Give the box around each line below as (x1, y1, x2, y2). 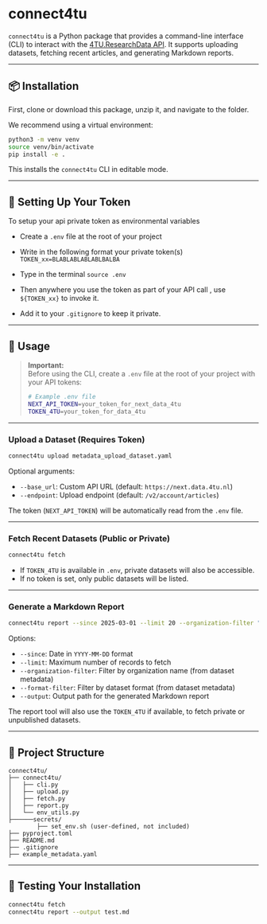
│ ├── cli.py (8, 781, 59, 789)
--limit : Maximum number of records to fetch (19, 657, 172, 667)
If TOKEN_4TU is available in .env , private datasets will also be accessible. (19, 565, 255, 575)
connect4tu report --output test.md (8, 908, 130, 916)
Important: (27, 361, 64, 370)
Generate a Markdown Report (8, 601, 125, 612)
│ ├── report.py (8, 801, 69, 809)
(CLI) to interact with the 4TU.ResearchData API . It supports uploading (8, 39, 238, 49)
